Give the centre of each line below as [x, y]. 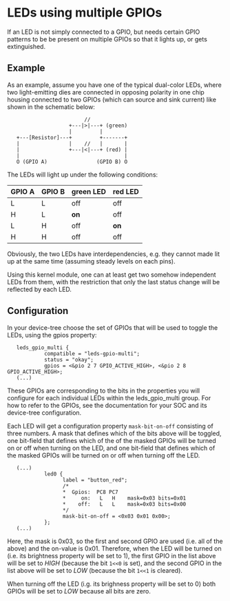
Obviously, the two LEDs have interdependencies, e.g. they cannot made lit [114, 254]
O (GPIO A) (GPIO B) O [72, 161]
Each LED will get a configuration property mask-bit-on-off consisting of [110, 426]
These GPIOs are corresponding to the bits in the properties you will [104, 391]
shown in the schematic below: [51, 107]
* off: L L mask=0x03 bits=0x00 [124, 504]
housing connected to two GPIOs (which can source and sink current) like [112, 99]
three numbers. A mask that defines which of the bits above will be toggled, [114, 433]
